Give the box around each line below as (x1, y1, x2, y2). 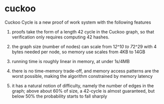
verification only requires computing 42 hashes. (11, 34, 110, 40)
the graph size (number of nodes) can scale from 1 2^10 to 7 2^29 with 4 (11, 43, 157, 49)
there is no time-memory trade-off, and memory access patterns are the (11, 68, 159, 74)
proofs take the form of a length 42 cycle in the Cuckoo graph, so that (11, 29, 154, 35)
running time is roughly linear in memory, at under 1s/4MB (11, 58, 130, 64)
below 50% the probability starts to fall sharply (11, 93, 107, 99)
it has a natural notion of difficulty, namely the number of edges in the (11, 82, 154, 89)
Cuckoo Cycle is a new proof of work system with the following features (4, 19, 151, 25)
